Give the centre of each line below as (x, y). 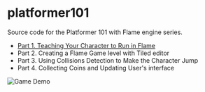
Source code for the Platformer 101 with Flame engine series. (95, 32)
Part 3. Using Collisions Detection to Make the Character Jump (108, 60)
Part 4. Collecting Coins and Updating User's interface (96, 68)
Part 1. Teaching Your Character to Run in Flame (86, 45)
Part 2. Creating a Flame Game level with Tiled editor (93, 53)
